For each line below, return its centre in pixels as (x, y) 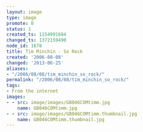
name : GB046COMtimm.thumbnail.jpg (61, 119)
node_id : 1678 (24, 46)
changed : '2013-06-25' (35, 63)
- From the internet (33, 91)
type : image (21, 18)
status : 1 (19, 29)
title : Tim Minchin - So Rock (45, 52)
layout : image (24, 12)
